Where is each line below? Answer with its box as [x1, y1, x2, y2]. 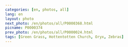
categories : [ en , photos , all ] [5, 7, 69, 12]
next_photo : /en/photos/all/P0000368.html [5, 21, 93, 26]
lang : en [5, 12, 23, 17]
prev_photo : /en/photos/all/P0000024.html [5, 30, 93, 35]
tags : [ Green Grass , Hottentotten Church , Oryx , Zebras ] [5, 35, 124, 40]
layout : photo [5, 16, 34, 21]
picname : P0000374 [5, 25, 43, 30]
